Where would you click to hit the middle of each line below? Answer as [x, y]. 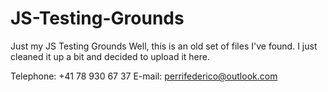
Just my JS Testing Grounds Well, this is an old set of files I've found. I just [164, 46]
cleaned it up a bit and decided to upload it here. [110, 56]
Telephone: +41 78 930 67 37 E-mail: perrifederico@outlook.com [144, 76]
